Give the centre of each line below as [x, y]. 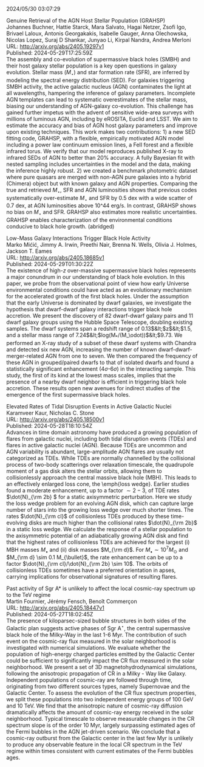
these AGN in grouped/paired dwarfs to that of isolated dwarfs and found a [100, 362]
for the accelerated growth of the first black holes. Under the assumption [98, 297]
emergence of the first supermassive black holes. [68, 394]
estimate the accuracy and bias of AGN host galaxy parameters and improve [102, 125]
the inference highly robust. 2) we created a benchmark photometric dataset [102, 170]
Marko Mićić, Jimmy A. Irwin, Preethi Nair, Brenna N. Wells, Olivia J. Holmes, [102, 245]
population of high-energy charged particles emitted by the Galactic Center [101, 654]
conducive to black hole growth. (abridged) [60, 227]
